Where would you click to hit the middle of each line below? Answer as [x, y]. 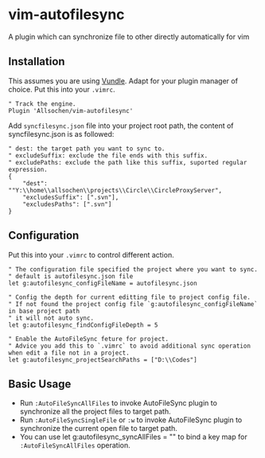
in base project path [44, 311]
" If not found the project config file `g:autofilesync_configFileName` [133, 304]
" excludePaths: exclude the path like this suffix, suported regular [128, 162]
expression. [28, 169]
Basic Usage [40, 384]
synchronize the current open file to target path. [98, 429]
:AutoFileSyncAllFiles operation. [75, 445]
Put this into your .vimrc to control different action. [91, 254]
